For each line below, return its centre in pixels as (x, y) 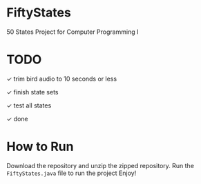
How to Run (40, 147)
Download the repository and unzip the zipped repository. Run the (100, 165)
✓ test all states (29, 105)
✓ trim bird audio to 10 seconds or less (62, 79)
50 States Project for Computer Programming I (73, 32)
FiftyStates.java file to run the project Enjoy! (71, 173)
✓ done (17, 119)
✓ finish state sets (32, 92)
